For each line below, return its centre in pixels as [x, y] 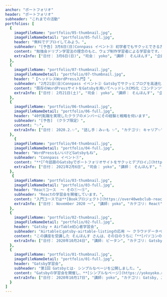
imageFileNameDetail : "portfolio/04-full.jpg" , [64, 148]
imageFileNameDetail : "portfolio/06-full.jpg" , [64, 111]
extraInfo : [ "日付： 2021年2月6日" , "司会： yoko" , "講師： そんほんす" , [86, 167]
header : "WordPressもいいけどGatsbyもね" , [56, 153]
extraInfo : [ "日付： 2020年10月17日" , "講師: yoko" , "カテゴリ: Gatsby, [86, 278]
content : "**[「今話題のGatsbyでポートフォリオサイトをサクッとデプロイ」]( [84, 162]
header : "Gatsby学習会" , [39, 264]
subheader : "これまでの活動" [33, 19]
